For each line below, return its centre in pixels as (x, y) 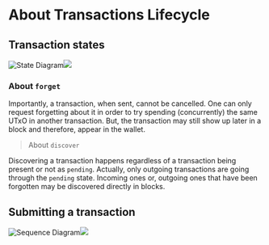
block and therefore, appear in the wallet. (77, 129)
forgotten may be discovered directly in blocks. (87, 187)
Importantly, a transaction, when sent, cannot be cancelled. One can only (130, 103)
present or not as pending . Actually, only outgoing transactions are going (129, 169)
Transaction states (57, 45)
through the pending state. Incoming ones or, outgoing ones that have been (133, 178)
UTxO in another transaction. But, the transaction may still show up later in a (135, 121)
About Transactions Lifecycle (109, 15)
